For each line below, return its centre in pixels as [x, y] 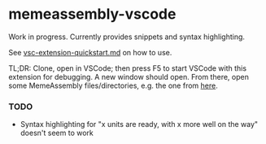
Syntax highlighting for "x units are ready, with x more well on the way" [139, 124]
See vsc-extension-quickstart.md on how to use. [90, 52]
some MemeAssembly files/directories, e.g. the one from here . [113, 85]
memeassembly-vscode [92, 14]
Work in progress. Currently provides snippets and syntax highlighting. [127, 37]
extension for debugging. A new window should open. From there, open [129, 76]
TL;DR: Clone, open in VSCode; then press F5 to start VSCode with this [127, 68]
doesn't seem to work [57, 133]
